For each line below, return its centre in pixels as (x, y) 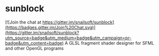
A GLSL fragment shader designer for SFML (109, 43)
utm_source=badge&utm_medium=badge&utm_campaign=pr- (68, 38)
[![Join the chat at (23, 22)
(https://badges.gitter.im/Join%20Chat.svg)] (50, 27)
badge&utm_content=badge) (34, 43)
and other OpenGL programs (34, 48)
